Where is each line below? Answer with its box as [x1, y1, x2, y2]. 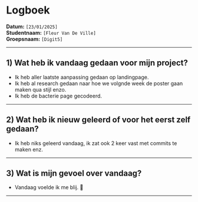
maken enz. [14, 146, 43, 153]
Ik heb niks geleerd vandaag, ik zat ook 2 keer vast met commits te [14, 139, 177, 147]
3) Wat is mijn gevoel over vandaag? [6, 168, 142, 178]
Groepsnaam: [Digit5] [6, 35, 63, 42]
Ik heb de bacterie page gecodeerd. [14, 92, 102, 99]
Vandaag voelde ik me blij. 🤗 [14, 184, 84, 191]
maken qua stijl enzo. [14, 86, 67, 93]
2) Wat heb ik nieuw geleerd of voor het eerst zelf [6, 115, 191, 125]
